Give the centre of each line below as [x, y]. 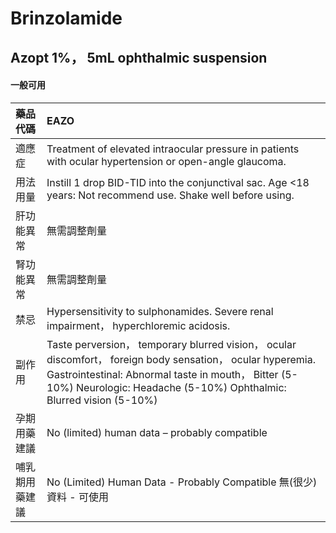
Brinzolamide [66, 18]
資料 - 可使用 [77, 497]
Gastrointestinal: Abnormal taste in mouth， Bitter [162, 374]
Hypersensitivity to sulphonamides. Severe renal [160, 311]
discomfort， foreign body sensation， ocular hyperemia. [181, 359]
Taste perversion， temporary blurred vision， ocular [171, 344]
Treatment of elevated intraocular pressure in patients [173, 149]
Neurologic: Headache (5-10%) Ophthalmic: [181, 387]
